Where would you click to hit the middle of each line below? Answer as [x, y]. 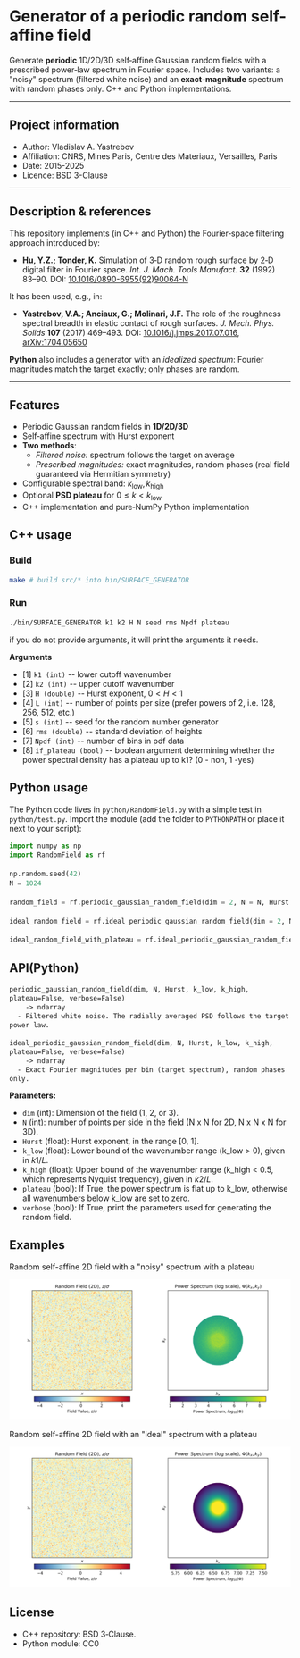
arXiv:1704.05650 [54, 342]
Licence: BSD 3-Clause [65, 175]
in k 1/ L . [35, 1160]
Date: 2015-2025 [53, 165]
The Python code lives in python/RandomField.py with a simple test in [135, 809]
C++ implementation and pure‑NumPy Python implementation [136, 507]
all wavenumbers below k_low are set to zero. [106, 1198]
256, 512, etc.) [49, 712]
